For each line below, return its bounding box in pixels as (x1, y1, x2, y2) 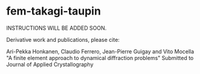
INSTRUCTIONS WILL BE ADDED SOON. (6, 24, 107, 32)
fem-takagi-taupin (6, 4, 102, 18)
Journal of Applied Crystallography (6, 61, 94, 68)
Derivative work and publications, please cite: (6, 36, 120, 43)
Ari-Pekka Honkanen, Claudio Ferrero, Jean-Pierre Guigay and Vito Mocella (6, 47, 195, 55)
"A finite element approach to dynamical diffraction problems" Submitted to (6, 54, 194, 61)
